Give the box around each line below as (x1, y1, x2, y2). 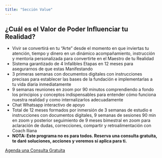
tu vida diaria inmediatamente (12, 81, 72, 87)
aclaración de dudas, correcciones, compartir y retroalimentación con (12, 123, 151, 128)
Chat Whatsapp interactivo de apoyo (12, 102, 85, 108)
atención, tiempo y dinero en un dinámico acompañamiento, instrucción (12, 50, 155, 56)
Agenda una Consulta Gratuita (5, 147, 65, 153)
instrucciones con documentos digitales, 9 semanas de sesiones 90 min (12, 112, 156, 118)
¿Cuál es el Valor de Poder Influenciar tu (5, 25, 128, 33)
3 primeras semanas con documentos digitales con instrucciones (12, 71, 143, 77)
